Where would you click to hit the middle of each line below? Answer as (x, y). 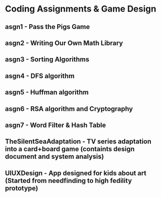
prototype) (22, 188)
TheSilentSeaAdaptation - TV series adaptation (78, 142)
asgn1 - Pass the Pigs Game (48, 27)
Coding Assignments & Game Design (81, 9)
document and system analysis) (55, 157)
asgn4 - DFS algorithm (40, 76)
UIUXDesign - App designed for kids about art (76, 173)
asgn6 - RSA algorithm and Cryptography (69, 109)
